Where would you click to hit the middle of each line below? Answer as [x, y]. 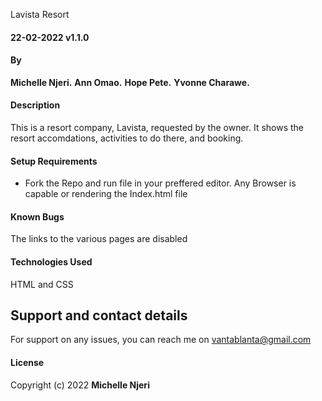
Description [35, 105]
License [27, 363]
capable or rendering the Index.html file [106, 194]
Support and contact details [99, 315]
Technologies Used [51, 262]
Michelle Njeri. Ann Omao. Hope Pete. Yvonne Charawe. [130, 82]
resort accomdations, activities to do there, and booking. [127, 138]
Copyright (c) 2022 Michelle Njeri [80, 385]
